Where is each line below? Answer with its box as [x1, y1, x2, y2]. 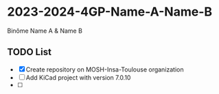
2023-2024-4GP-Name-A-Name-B [7, 4, 213, 20]
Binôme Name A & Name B [7, 27, 82, 35]
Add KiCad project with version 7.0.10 [25, 73, 131, 82]
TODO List [7, 46, 51, 58]
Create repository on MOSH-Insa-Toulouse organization [25, 65, 184, 74]
